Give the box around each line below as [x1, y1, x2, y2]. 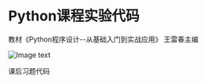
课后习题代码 [8, 66, 50, 75]
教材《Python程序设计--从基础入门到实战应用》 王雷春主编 [8, 34, 199, 44]
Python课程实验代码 [8, 7, 140, 25]
